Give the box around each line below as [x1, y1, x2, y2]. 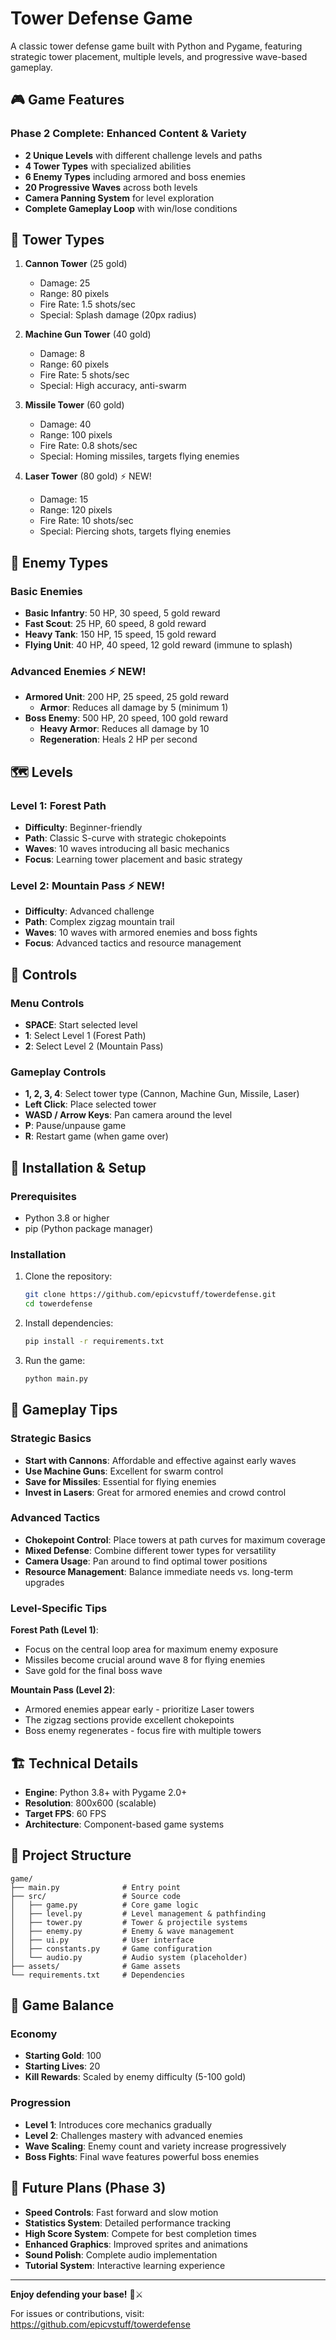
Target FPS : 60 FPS [24, 1807, 107, 1819]
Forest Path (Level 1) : [10, 1624, 99, 1636]
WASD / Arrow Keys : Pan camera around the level [24, 1109, 233, 1121]
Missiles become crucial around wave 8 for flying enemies [24, 1654, 266, 1666]
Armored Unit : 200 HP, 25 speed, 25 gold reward [24, 691, 230, 703]
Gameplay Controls [10, 1065, 107, 1079]
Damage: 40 [39, 418, 92, 431]
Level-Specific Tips [10, 1601, 108, 1615]
